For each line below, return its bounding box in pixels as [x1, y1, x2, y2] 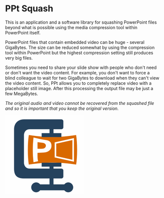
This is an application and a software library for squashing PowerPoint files [5, 19, 157, 25]
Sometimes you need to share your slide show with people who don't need [5, 65, 157, 70]
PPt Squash [5, 3, 53, 14]
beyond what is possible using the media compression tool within [5, 24, 138, 30]
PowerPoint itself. [5, 30, 41, 35]
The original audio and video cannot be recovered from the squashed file [5, 100, 154, 106]
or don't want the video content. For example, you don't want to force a [5, 69, 150, 75]
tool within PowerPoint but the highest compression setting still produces [5, 50, 154, 56]
